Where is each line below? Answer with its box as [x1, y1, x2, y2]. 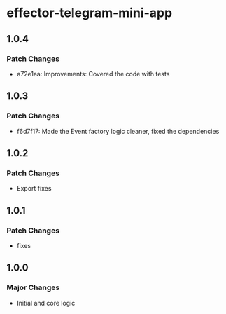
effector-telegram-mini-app [6, 5, 173, 21]
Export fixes [16, 184, 52, 193]
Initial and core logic [16, 299, 76, 307]
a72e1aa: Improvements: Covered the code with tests [16, 69, 170, 78]
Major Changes [6, 282, 60, 292]
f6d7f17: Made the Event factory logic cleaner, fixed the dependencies [16, 127, 220, 135]
